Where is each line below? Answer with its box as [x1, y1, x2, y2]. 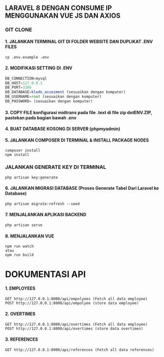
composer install [5, 148, 41, 153]
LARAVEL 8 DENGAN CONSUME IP [5, 4, 112, 12]
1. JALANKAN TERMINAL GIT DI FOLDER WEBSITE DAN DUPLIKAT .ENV [5, 38, 153, 44]
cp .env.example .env [5, 55, 49, 59]
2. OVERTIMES [5, 311, 36, 317]
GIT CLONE [5, 27, 32, 33]
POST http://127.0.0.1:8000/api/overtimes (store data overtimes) [5, 326, 143, 331]
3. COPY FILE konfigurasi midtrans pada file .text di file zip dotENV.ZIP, [5, 109, 153, 115]
